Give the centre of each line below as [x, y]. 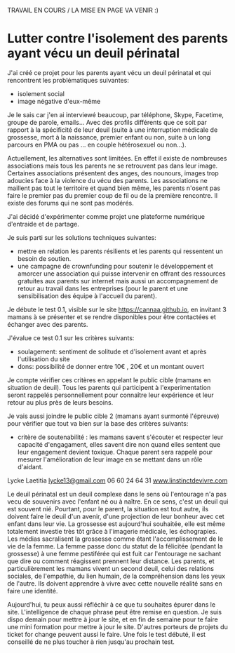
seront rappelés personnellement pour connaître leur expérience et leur [110, 395]
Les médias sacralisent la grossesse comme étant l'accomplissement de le [115, 539]
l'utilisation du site [43, 359]
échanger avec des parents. [48, 324]
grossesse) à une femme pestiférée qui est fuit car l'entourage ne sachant [114, 553]
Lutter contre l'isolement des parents [117, 39]
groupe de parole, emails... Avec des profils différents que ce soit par [107, 122]
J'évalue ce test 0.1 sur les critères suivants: [71, 338]
